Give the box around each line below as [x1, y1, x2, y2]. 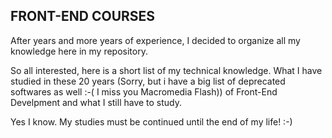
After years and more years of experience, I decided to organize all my [10, 34, 301, 46]
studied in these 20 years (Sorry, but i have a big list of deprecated [10, 75, 286, 87]
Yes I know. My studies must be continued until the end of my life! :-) [10, 115, 293, 128]
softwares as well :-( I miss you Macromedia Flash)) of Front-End [10, 85, 278, 98]
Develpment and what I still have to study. [10, 96, 183, 108]
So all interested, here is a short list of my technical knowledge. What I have [10, 64, 323, 76]
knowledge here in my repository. [10, 45, 148, 57]
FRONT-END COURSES [10, 8, 156, 25]
